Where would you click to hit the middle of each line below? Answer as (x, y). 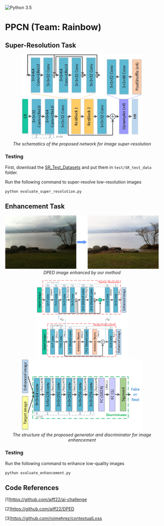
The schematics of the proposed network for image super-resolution (82, 144)
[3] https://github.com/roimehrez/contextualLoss (54, 518)
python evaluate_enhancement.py (38, 473)
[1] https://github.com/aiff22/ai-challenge (46, 500)
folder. (11, 172)
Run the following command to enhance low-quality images (65, 463)
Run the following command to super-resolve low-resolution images (73, 182)
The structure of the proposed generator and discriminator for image (82, 435)
